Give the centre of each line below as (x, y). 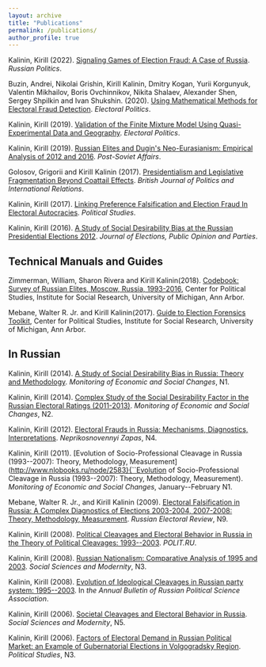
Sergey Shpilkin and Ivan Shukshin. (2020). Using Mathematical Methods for (133, 101)
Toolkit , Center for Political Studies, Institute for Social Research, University (131, 321)
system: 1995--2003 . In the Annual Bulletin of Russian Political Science (124, 590)
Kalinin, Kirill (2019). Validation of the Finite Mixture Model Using (113, 124)
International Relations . (46, 189)
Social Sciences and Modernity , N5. (67, 622)
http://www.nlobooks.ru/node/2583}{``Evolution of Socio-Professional (125, 470)
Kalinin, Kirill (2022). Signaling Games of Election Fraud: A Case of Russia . (129, 60)
